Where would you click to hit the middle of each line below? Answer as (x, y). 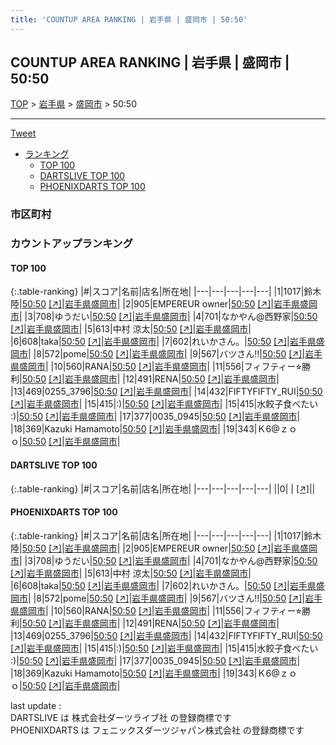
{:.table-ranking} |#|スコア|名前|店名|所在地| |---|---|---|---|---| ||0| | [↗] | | (163, 488)
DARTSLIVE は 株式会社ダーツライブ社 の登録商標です (121, 717)
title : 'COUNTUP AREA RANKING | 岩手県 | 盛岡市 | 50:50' (129, 19)
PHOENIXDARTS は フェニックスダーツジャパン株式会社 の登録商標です (157, 730)
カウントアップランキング (71, 244)
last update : (36, 705)
